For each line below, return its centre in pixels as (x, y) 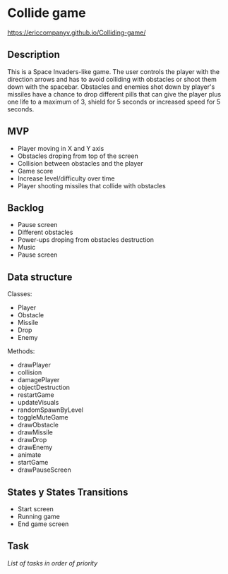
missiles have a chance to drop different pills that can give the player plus (114, 94)
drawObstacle (38, 425)
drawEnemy (35, 447)
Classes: (20, 294)
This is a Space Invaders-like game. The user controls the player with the (114, 71)
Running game (38, 517)
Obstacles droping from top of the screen (78, 156)
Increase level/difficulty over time (66, 178)
